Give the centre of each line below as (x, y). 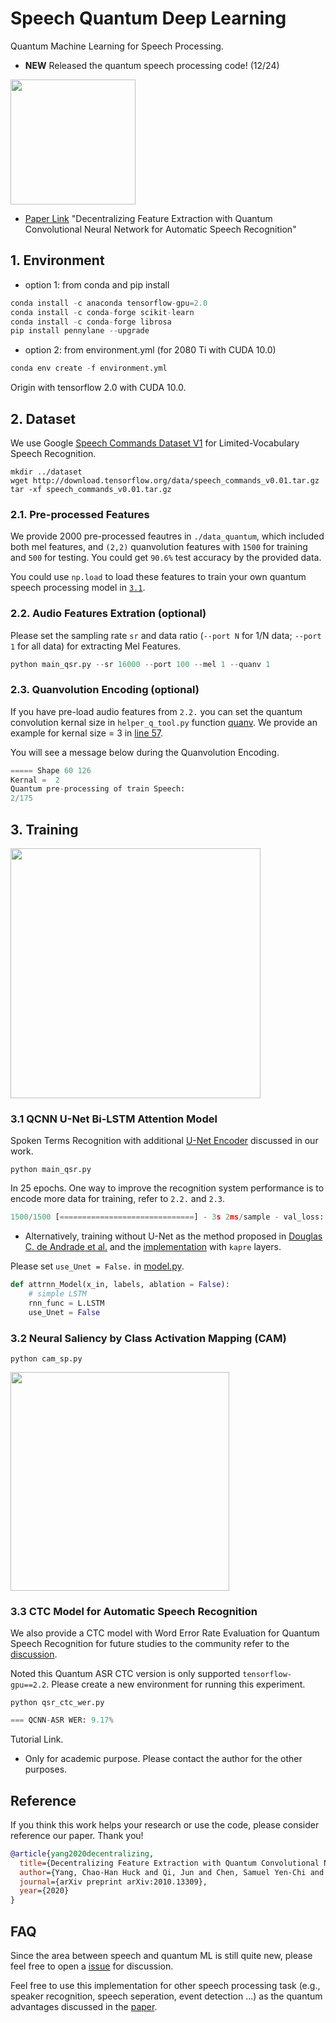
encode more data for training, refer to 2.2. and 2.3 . (118, 1199)
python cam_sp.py (46, 1358)
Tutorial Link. (37, 1739)
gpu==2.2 (28, 1685)
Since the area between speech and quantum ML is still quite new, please (161, 1956)
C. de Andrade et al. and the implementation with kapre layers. (153, 1247)
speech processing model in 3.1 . (78, 588)
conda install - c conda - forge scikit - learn (102, 312)
